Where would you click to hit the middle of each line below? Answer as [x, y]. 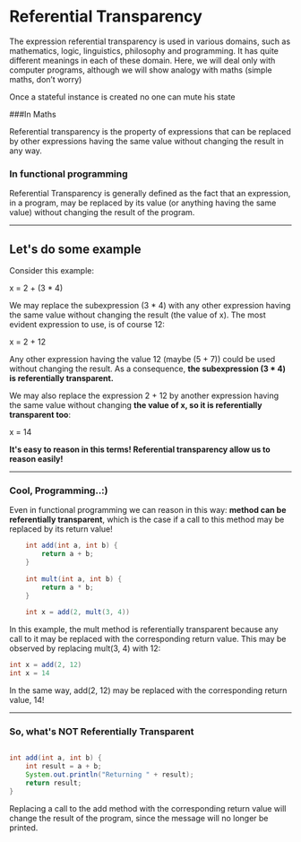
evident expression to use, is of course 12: [87, 325]
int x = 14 [30, 673]
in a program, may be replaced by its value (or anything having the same [143, 203]
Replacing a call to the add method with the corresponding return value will [148, 808]
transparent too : [40, 415]
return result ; [54, 783]
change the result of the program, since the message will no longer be [139, 818]
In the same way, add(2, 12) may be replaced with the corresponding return [148, 690]
